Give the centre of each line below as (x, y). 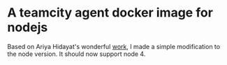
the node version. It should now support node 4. (76, 54)
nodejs (28, 27)
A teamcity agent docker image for (110, 13)
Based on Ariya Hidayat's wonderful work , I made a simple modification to (114, 46)
